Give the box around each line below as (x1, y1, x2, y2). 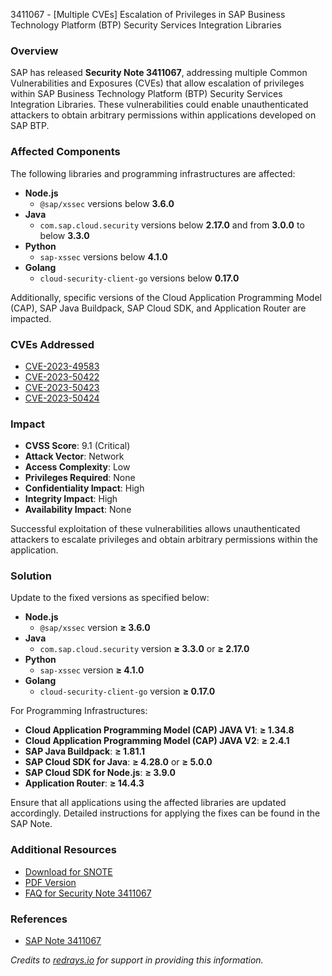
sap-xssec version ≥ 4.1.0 (39, 664, 145, 676)
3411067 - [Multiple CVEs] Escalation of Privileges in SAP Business (10, 9, 286, 20)
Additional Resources (10, 843, 117, 857)
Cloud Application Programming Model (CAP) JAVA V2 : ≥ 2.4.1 (24, 735, 290, 747)
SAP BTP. (10, 120, 50, 132)
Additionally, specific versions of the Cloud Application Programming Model (10, 291, 322, 303)
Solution (10, 569, 53, 583)
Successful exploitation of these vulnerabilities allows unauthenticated (10, 523, 301, 535)
